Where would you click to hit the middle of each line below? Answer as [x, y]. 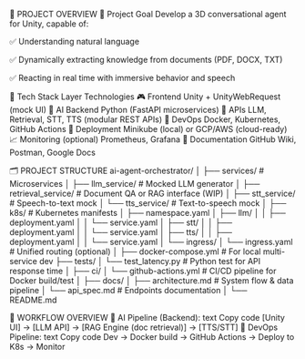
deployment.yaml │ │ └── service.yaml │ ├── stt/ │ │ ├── [121, 222]
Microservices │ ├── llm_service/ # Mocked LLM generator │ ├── [135, 184]
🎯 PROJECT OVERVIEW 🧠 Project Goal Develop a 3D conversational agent [148, 14]
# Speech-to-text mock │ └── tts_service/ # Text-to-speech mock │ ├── [148, 203]
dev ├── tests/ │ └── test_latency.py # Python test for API [150, 261]
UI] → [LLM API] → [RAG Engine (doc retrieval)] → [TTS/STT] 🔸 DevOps [144, 327]
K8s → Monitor [37, 347]
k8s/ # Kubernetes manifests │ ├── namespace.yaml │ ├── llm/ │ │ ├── [148, 213]
